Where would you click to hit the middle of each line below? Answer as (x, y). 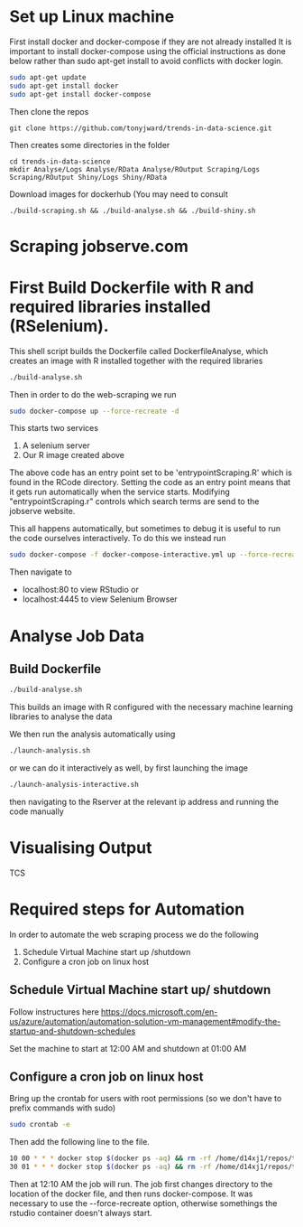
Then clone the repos (49, 111)
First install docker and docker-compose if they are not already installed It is (151, 42)
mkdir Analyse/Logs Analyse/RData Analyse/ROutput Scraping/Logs (134, 169)
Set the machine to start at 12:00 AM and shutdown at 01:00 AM (128, 1048)
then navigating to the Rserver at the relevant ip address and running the (144, 801)
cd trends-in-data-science (60, 161)
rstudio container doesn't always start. (81, 1213)
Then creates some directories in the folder (90, 145)
